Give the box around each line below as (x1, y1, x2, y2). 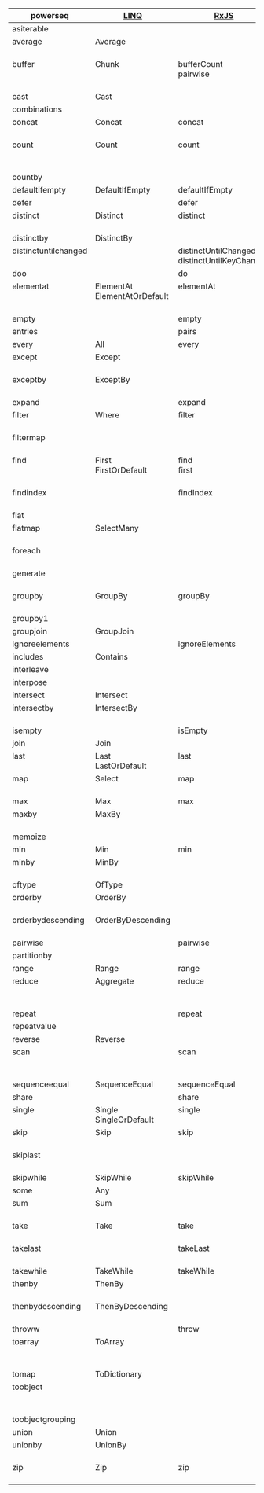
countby (12, 172, 43, 182)
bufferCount (178, 59, 223, 69)
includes (12, 652, 44, 662)
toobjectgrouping (12, 1414, 76, 1425)
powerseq (30, 10, 69, 20)
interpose (12, 677, 48, 687)
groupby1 (12, 613, 49, 623)
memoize (12, 831, 46, 842)
